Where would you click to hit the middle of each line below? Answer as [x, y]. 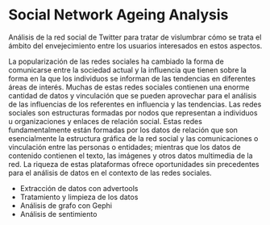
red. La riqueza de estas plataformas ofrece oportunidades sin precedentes [134, 164]
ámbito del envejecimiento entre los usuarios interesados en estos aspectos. [135, 45]
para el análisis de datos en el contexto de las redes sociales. [110, 173]
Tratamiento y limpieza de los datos [79, 197]
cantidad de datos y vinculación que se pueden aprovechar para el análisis [133, 95]
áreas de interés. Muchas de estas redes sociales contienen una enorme [129, 87]
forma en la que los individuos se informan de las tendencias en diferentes [132, 78]
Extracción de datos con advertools [79, 188]
